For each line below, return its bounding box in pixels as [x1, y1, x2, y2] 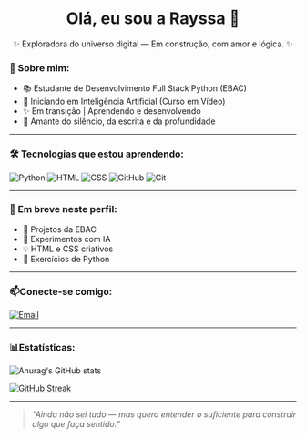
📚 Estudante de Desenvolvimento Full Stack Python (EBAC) [22, 83, 248, 94]
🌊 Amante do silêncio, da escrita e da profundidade [22, 116, 216, 127]
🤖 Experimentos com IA [22, 233, 111, 244]
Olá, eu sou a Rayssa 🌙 [66, 8, 240, 29]
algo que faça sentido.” [31, 419, 121, 430]
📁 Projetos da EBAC [22, 223, 97, 235]
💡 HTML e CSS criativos [22, 243, 114, 254]
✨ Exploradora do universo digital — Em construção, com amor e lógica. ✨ [13, 38, 293, 49]
